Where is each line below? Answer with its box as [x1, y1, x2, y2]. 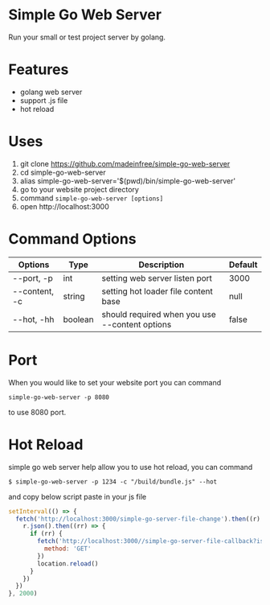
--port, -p [12, 272, 54, 283]
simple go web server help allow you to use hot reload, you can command [8, 462, 253, 471]
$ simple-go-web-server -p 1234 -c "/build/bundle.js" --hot [8, 477, 218, 486]
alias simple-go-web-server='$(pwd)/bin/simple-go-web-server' [19, 175, 235, 186]
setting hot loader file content [101, 286, 213, 297]
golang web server [19, 87, 83, 97]
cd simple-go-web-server [19, 167, 106, 177]
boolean [63, 314, 94, 325]
